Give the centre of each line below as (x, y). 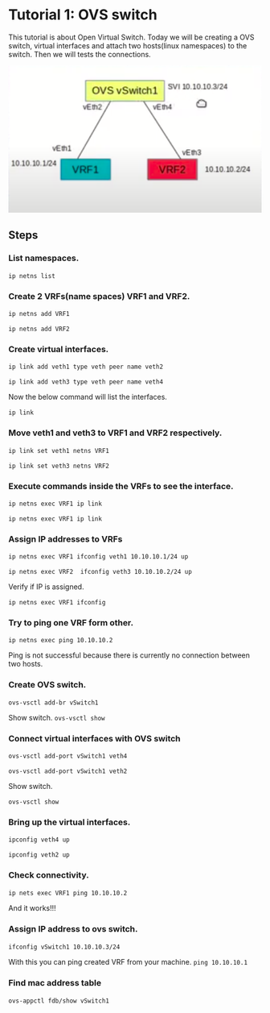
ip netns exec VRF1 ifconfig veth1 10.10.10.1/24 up (98, 557)
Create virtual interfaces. (59, 349)
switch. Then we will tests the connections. (80, 54)
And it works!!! (32, 907)
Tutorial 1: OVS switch (83, 15)
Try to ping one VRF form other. (71, 623)
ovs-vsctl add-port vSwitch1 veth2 (68, 771)
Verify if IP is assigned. (46, 587)
